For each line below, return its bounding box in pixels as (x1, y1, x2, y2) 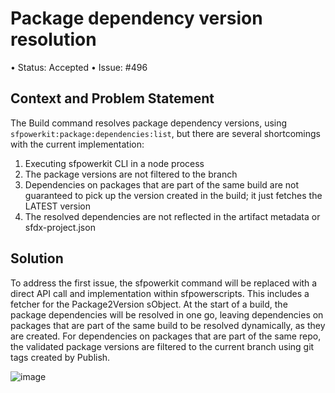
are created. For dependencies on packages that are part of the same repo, (10, 330, 322, 342)
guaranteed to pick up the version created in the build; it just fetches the (24, 189, 323, 201)
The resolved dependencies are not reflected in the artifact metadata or (24, 210, 321, 222)
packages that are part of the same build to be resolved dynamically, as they (10, 319, 326, 331)
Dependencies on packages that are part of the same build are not (24, 178, 300, 191)
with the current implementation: (10, 138, 145, 150)
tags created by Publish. (10, 351, 111, 363)
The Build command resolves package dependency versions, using (10, 117, 288, 129)
